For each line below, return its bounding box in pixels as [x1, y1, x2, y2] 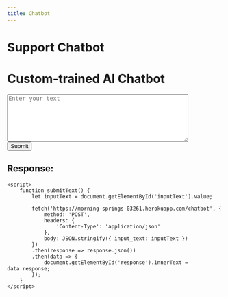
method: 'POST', [43, 211, 90, 218]
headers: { [43, 217, 75, 224]
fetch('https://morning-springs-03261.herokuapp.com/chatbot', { [31, 205, 223, 212]
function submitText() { [19, 187, 90, 194]
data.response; [7, 265, 51, 272]
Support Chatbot [7, 39, 105, 55]
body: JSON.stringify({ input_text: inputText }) [43, 235, 188, 242]
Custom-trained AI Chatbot [7, 71, 166, 86]
